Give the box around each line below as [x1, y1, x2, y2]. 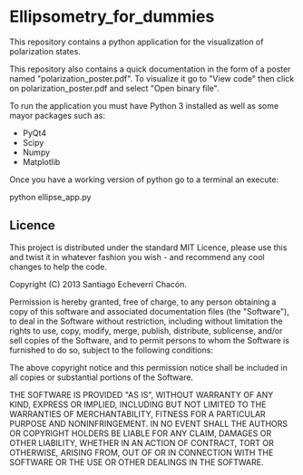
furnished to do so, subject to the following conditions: [9, 344, 213, 355]
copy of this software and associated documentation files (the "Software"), [9, 305, 290, 316]
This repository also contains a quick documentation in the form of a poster [9, 63, 291, 74]
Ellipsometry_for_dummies [9, 6, 215, 27]
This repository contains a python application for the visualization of [9, 36, 264, 47]
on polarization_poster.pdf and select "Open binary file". [9, 82, 220, 93]
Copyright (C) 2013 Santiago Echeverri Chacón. [9, 278, 188, 289]
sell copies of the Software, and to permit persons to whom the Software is [9, 334, 290, 345]
